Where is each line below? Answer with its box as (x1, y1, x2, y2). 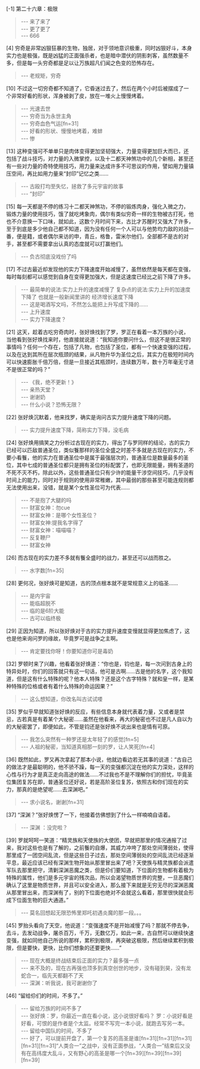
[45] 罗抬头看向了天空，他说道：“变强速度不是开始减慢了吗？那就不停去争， (6, 922, 192, 928)
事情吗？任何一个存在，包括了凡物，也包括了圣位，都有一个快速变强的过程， (6, 343, 194, 350)
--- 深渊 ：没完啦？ (20, 824, 68, 831)
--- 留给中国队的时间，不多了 (20, 1027, 93, 1034)
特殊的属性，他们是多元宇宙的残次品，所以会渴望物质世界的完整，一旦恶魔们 (6, 874, 194, 881)
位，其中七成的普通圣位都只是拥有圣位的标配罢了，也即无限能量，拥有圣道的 (6, 462, 194, 468)
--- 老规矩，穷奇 (20, 72, 61, 79)
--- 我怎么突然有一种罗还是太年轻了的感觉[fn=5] (20, 736, 139, 743)
